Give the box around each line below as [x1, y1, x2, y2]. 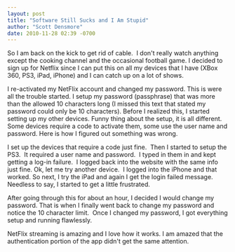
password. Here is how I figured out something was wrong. [7, 129, 178, 138]
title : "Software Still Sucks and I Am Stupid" [7, 17, 149, 24]
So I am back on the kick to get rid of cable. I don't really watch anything [7, 49, 219, 57]
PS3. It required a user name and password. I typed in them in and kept [7, 150, 216, 159]
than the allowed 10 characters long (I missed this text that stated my [7, 99, 206, 108]
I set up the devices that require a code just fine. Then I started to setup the [7, 143, 227, 151]
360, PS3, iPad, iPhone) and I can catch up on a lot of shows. [7, 71, 184, 80]
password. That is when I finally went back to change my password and [7, 201, 215, 210]
